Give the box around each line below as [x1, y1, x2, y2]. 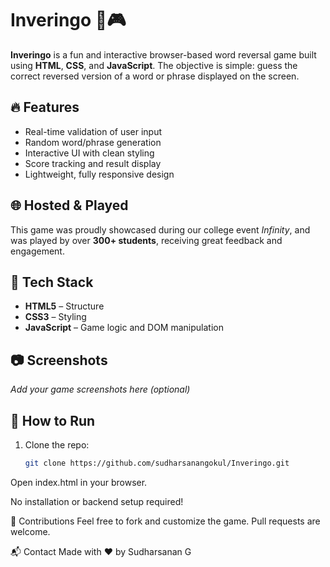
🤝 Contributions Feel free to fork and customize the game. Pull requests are [10, 515, 321, 527]
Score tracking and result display [24, 157, 162, 169]
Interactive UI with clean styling [24, 147, 155, 159]
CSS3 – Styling [24, 311, 87, 323]
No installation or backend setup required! [10, 495, 184, 507]
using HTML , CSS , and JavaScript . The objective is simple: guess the [10, 59, 298, 71]
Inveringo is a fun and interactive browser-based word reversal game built [10, 48, 317, 61]
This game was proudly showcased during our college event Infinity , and [10, 223, 311, 236]
